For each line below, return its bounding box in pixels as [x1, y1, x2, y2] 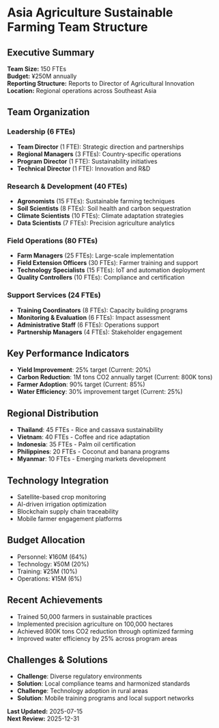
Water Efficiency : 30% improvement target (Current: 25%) [16, 388, 183, 396]
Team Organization [7, 106, 90, 118]
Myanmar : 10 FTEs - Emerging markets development [16, 455, 166, 463]
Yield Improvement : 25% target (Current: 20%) [16, 366, 151, 374]
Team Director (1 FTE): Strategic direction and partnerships [16, 142, 184, 151]
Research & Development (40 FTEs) [7, 181, 128, 191]
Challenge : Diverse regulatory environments [16, 673, 142, 681]
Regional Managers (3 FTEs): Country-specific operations [16, 149, 182, 158]
